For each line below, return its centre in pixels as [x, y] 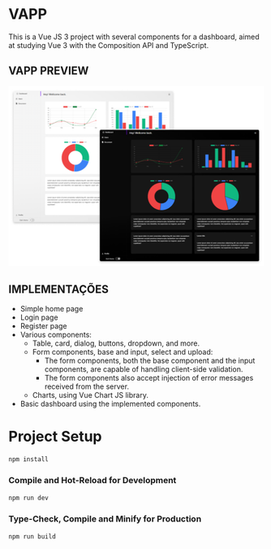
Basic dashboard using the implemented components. [110, 403]
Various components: [56, 334]
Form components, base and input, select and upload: [123, 351]
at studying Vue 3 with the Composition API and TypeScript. [109, 45]
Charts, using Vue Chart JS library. [90, 394]
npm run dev [28, 498]
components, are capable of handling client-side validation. [144, 369]
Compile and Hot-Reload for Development [92, 480]
